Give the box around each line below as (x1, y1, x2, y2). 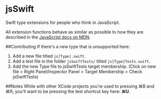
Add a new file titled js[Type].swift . (12, 53, 86, 59)
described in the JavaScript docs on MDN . (5, 34, 91, 40)
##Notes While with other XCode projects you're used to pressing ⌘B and (5, 83, 155, 89)
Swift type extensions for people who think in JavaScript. (5, 20, 120, 25)
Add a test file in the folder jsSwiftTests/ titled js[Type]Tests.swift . (12, 58, 150, 64)
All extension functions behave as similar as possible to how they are (5, 29, 144, 35)
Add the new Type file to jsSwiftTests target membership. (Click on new (12, 63, 156, 69)
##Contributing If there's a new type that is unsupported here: (5, 43, 130, 49)
